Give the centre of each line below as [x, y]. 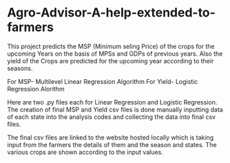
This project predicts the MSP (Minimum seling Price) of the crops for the [111, 46]
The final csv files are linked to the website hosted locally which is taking [111, 137]
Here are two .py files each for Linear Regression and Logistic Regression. [112, 102]
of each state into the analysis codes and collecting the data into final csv [111, 117]
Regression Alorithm [36, 89]
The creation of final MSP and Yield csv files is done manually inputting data [115, 109]
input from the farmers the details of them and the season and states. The [112, 144]
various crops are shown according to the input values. [85, 152]
